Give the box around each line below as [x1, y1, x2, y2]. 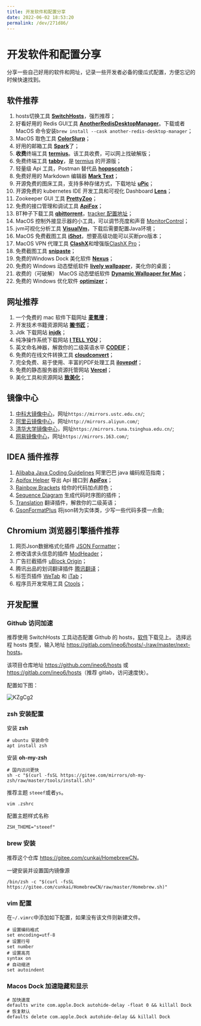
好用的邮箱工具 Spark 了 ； [15, 142, 80, 150]
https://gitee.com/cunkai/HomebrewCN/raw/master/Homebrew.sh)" [7, 884, 168, 890]
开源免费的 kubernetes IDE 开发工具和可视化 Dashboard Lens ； [15, 187, 172, 195]
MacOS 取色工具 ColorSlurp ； [15, 135, 91, 142]
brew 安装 [7, 839, 36, 848]
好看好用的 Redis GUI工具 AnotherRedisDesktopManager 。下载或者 [15, 120, 185, 127]
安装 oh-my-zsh [7, 754, 47, 761]
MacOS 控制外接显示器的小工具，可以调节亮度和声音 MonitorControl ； [15, 217, 189, 225]
